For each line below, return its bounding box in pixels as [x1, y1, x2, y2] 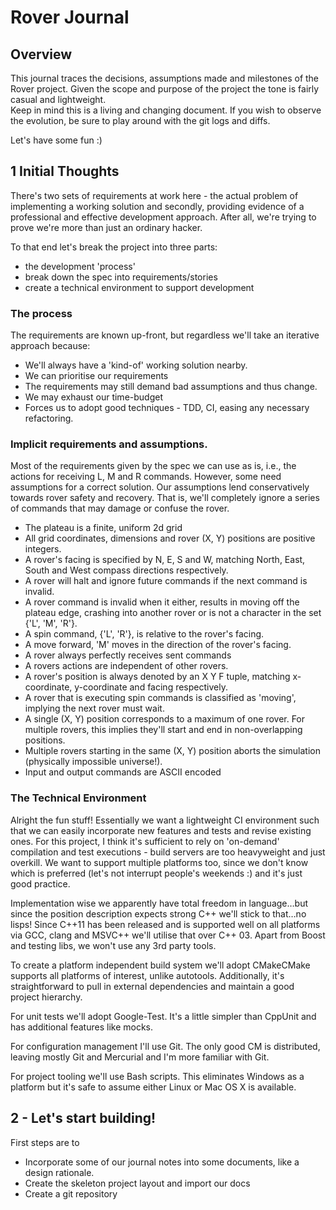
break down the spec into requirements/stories [24, 271, 218, 283]
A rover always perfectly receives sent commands [24, 649, 232, 661]
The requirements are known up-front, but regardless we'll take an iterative [10, 329, 320, 341]
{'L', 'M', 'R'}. [24, 617, 78, 630]
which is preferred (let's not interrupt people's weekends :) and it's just [10, 867, 303, 879]
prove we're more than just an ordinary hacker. [10, 221, 203, 233]
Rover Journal [10, 6, 130, 29]
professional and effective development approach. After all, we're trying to [10, 211, 317, 223]
